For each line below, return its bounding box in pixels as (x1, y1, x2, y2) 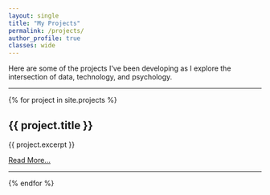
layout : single (8, 11, 59, 20)
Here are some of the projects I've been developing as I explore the (8, 63, 231, 73)
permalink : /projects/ (8, 26, 84, 35)
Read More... (8, 155, 51, 165)
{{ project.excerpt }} (8, 140, 75, 149)
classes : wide (8, 42, 56, 50)
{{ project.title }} (8, 118, 94, 132)
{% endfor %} (8, 178, 55, 188)
